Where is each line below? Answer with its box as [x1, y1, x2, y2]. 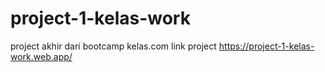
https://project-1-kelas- [218, 40, 315, 52]
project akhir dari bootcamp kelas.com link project [10, 40, 217, 52]
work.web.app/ [10, 50, 73, 62]
